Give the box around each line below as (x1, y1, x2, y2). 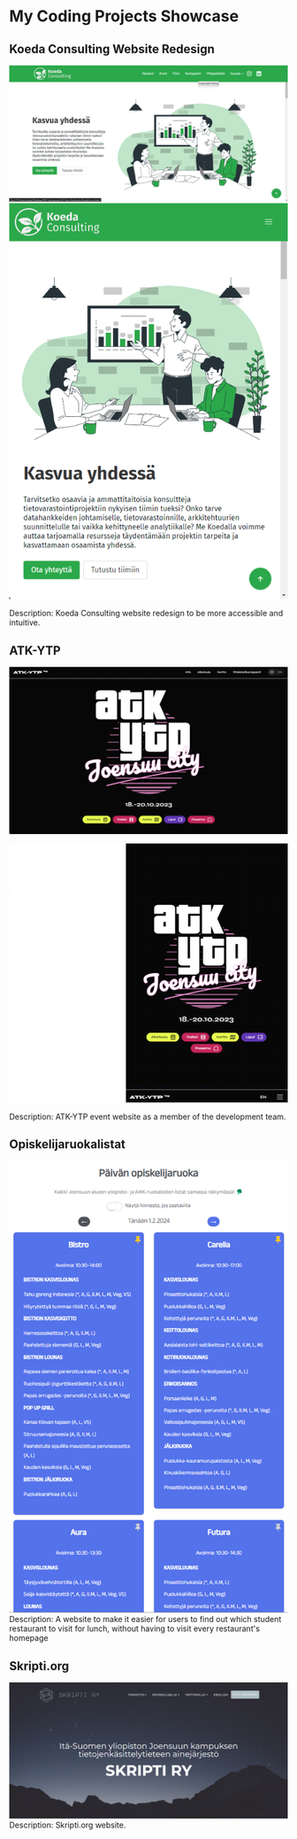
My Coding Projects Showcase (9, 6, 240, 27)
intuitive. (9, 617, 41, 628)
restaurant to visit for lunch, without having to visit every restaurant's (9, 1623, 261, 1634)
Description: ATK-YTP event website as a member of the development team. (9, 1111, 286, 1122)
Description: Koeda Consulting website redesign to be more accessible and (9, 608, 284, 619)
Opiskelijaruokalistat (9, 1137, 126, 1152)
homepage (9, 1633, 49, 1643)
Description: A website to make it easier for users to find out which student (9, 1614, 282, 1625)
